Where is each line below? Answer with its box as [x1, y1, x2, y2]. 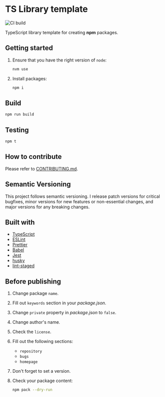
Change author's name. [12, 319, 60, 325]
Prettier [12, 242, 28, 248]
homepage [19, 359, 38, 365]
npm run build [5, 112, 35, 117]
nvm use [12, 66, 28, 71]
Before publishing [5, 277, 61, 285]
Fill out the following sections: [12, 339, 73, 344]
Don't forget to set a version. [12, 368, 71, 374]
